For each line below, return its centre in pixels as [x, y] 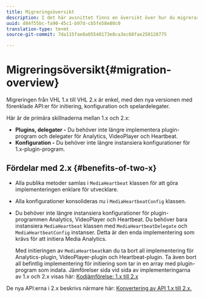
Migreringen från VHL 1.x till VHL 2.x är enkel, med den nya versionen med [100, 100]
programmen [31, 219]
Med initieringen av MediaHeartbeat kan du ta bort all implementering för [104, 251]
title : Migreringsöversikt [40, 12]
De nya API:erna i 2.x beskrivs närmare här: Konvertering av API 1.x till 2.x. [99, 288]
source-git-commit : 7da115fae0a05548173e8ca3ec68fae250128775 [87, 35]
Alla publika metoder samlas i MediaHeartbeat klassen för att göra [97, 182]
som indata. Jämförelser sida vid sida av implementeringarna [114, 270]
